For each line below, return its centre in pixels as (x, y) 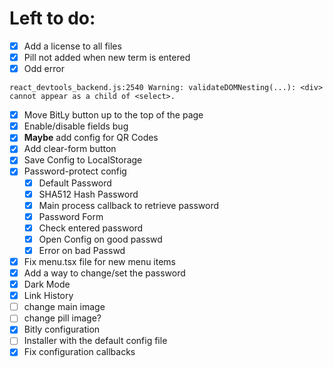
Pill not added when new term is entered (107, 57)
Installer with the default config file (95, 341)
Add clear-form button (70, 149)
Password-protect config (75, 171)
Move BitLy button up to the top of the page (113, 115)
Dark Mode (47, 284)
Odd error (44, 69)
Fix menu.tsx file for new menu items (100, 261)
